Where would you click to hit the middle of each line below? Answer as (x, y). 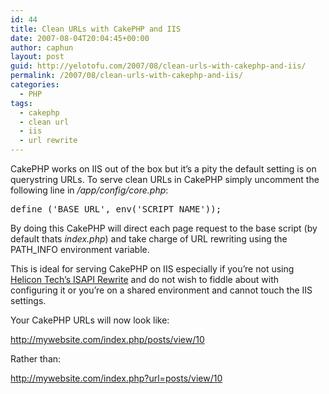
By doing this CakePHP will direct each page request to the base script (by (164, 228)
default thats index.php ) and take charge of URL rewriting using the (149, 239)
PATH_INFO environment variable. (80, 249)
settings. (28, 300)
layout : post (37, 57)
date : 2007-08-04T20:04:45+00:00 (80, 38)
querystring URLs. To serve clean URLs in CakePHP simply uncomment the (165, 179)
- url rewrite (48, 141)
